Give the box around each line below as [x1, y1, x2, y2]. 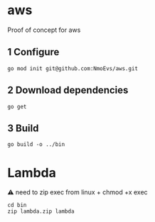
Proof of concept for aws [7, 26, 81, 34]
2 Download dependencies [7, 84, 129, 96]
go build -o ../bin [7, 141, 65, 148]
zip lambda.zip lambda [7, 208, 75, 215]
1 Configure [7, 46, 60, 58]
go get [7, 103, 27, 110]
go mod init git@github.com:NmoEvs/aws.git [7, 65, 139, 72]
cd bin [7, 201, 27, 209]
